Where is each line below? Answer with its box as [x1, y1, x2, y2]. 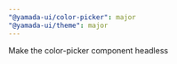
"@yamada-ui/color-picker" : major [8, 12, 137, 22]
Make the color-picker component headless [8, 45, 169, 55]
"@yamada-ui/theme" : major [8, 21, 109, 30]
